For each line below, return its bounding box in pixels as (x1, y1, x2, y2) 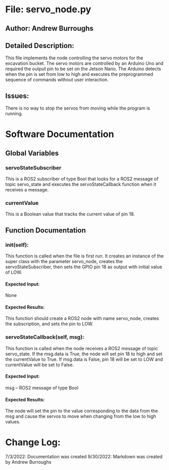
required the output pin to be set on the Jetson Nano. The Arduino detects (5, 66, 161, 72)
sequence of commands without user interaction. (5, 77, 109, 83)
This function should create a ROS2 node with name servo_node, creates (5, 315, 159, 322)
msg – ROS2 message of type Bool (5, 384, 79, 391)
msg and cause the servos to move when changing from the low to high (5, 413, 157, 419)
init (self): (5, 241, 29, 248)
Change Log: (5, 437, 61, 448)
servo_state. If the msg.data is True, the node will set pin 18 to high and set (5, 351, 162, 357)
